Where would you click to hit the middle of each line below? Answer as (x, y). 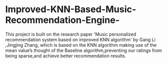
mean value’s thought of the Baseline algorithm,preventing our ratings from (84, 50)
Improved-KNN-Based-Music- (71, 9)
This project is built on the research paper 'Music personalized (71, 34)
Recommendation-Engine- (62, 20)
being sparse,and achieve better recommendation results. (66, 56)
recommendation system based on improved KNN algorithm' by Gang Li (80, 40)
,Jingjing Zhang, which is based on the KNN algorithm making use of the (81, 45)
